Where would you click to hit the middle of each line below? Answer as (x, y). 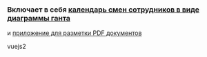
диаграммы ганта (39, 18)
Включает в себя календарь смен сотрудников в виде (103, 10)
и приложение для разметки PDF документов (75, 33)
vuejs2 (17, 47)
